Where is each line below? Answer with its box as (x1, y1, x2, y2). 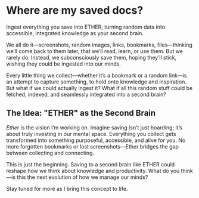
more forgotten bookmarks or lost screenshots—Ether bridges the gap (6, 143, 179, 150)
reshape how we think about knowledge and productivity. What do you (6, 167, 180, 174)
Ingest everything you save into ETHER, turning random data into (6, 23, 166, 30)
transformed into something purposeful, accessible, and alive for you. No (6, 137, 186, 144)
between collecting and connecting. (6, 149, 94, 156)
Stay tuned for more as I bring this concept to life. (6, 185, 128, 192)
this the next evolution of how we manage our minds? (17, 174, 148, 181)
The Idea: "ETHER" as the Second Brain (6, 108, 156, 118)
